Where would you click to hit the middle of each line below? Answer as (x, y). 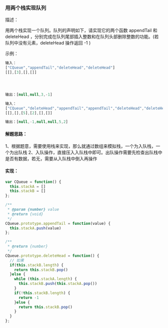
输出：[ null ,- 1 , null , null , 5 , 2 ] (37, 122)
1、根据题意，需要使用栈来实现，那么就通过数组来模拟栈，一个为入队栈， (80, 146)
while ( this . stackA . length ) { (46, 279)
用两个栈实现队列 (26, 8)
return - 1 (28, 297)
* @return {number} (28, 246)
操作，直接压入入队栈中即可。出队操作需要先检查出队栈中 (103, 152)
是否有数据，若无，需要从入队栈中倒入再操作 (51, 158)
